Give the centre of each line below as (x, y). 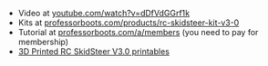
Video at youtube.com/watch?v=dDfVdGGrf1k (103, 13)
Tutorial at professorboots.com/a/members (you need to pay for (138, 32)
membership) (43, 42)
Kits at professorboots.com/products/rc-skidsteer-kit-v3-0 (129, 23)
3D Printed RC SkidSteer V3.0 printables (94, 52)
